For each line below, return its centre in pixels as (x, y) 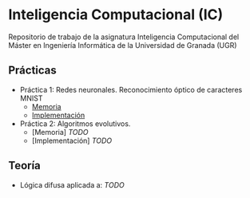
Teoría (25, 166)
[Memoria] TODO (60, 132)
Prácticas (33, 71)
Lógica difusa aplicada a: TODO (72, 184)
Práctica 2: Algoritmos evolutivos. (75, 123)
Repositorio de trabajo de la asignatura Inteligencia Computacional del (124, 37)
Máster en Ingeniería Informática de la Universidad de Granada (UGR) (123, 45)
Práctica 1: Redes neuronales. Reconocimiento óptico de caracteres (131, 89)
